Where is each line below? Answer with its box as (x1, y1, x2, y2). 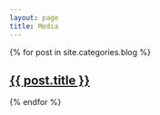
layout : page (9, 13, 59, 23)
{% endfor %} (9, 97, 62, 108)
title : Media (9, 22, 59, 31)
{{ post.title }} (9, 72, 91, 88)
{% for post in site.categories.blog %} (9, 46, 152, 57)
